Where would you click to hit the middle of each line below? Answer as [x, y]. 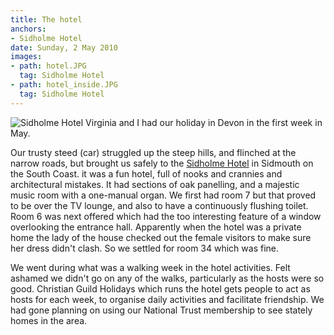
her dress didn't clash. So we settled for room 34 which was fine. [144, 248]
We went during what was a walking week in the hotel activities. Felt [150, 267]
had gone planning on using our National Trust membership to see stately [161, 310]
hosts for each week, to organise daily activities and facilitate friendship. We [167, 299]
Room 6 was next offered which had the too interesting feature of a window [166, 216]
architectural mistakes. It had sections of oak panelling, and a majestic [155, 184]
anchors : [28, 29]
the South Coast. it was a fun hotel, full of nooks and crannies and [146, 173]
